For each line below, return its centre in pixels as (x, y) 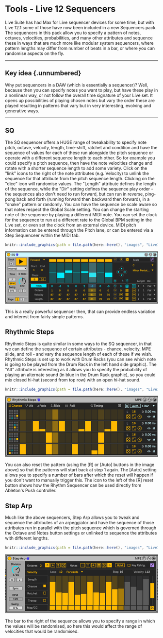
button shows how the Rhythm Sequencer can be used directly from (73, 485)
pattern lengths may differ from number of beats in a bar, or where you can (80, 48)
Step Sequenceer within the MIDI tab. (42, 235)
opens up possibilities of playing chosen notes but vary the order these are (80, 100)
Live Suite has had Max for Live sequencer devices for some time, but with (80, 22)
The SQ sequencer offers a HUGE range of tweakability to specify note (76, 142)
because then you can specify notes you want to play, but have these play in (81, 90)
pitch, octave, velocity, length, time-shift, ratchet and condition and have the (81, 147)
